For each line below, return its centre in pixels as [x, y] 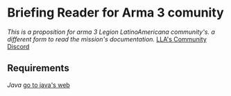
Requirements [38, 68]
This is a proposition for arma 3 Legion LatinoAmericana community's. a [111, 32]
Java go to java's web [39, 85]
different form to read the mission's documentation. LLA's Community [107, 39]
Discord [18, 46]
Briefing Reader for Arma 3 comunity [115, 13]
